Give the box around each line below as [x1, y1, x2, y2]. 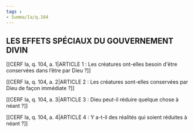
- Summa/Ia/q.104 [6, 14, 49, 20]
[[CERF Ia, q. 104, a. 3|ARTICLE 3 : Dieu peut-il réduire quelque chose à [6, 96, 179, 103]
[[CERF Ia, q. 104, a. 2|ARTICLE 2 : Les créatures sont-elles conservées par [6, 78, 188, 85]
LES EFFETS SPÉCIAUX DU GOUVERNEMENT [6, 36, 173, 46]
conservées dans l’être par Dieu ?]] [6, 67, 91, 74]
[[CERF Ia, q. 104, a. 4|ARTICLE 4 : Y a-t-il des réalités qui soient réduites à [6, 114, 188, 121]
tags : [6, 8, 22, 15]
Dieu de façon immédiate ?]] [6, 85, 75, 92]
